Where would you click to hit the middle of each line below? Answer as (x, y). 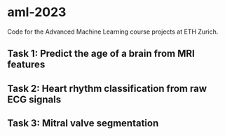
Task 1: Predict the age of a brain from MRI (101, 54)
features (26, 65)
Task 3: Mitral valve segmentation (83, 123)
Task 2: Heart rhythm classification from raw (107, 88)
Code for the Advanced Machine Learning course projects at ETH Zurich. (113, 32)
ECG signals (34, 99)
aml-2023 (37, 12)
